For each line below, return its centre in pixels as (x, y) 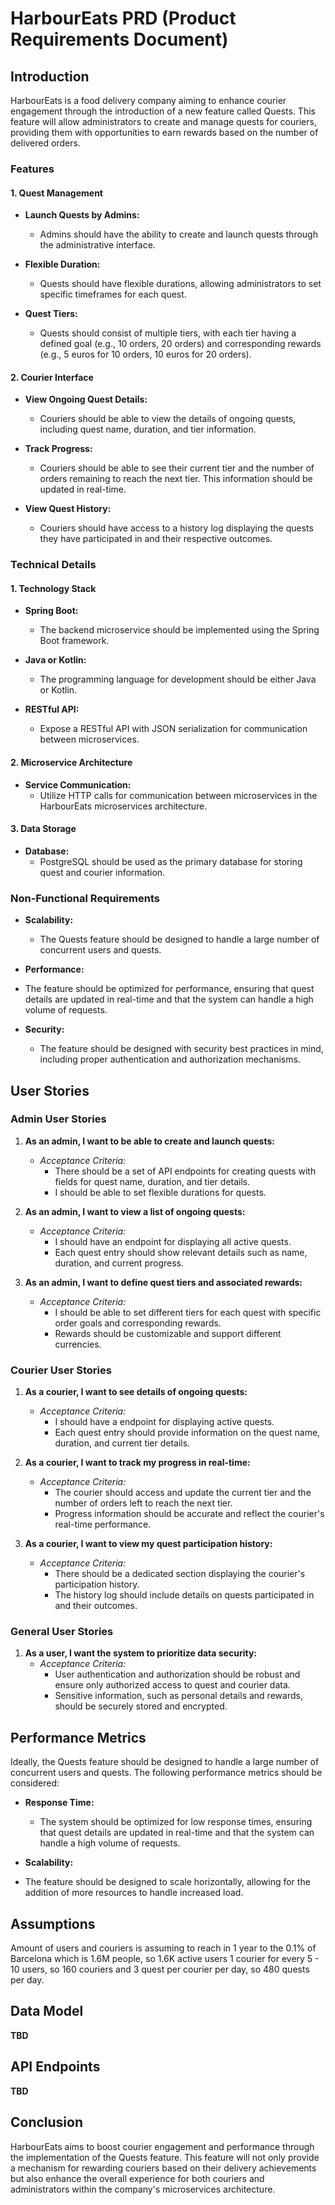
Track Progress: (58, 449)
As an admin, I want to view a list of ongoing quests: (135, 1211)
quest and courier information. (102, 872)
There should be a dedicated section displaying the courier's (180, 1574)
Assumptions (53, 1923)
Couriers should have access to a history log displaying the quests (176, 528)
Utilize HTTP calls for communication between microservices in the (178, 795)
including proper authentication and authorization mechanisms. (170, 1059)
